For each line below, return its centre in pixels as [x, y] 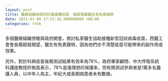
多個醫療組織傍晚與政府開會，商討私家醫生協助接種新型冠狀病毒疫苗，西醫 [82, 38]
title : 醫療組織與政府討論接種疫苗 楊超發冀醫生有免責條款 [59, 14]
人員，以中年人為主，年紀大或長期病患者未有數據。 [62, 74]
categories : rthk [23, 24]
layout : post [19, 10]
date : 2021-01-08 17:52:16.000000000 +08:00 [52, 19]
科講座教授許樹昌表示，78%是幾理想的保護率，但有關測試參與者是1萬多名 [81, 68]
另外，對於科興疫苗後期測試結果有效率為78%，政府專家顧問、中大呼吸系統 [82, 61]
